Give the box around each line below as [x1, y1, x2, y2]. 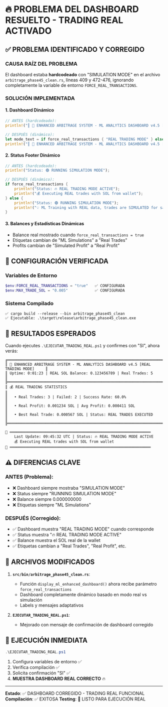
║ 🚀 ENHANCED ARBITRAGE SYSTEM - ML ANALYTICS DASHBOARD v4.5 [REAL [5, 362, 151, 367]
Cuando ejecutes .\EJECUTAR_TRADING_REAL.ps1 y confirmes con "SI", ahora [5, 343, 160, 349]
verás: [5, 348, 18, 354]
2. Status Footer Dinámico [5, 152, 60, 158]
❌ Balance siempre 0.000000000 [12, 496, 81, 502]
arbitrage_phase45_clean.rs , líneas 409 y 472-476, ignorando [5, 77, 134, 83]
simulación [19, 597, 42, 603]
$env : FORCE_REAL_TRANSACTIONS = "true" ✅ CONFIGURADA [5, 284, 125, 289]
